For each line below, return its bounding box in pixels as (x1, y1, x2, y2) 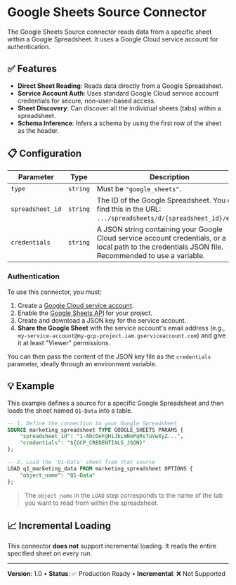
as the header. (17, 126, 60, 134)
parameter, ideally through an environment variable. (7, 359, 157, 368)
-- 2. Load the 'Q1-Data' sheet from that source (7, 458, 156, 466)
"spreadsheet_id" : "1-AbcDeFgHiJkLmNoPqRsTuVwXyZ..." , (20, 433, 184, 440)
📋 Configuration (7, 148, 82, 160)
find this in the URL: (96, 204, 162, 214)
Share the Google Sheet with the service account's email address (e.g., (17, 323, 225, 332)
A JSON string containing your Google (96, 224, 223, 234)
